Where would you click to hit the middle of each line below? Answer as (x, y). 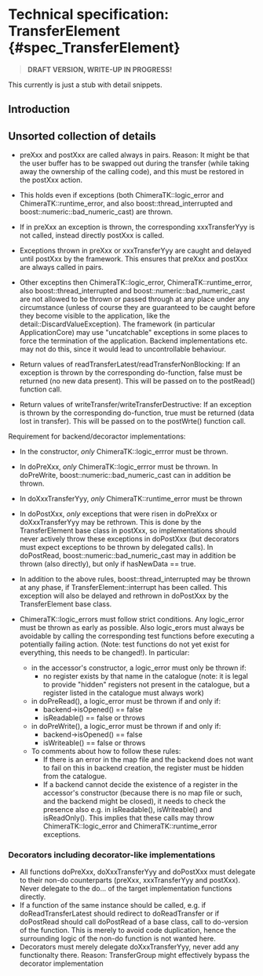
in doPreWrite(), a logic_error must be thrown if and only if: (126, 727)
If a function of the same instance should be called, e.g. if (113, 905)
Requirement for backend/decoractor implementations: (97, 436)
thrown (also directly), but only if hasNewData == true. (108, 564)
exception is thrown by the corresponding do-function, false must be (131, 373)
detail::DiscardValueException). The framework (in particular (117, 324)
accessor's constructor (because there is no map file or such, (142, 793)
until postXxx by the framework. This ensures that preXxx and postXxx (134, 259)
